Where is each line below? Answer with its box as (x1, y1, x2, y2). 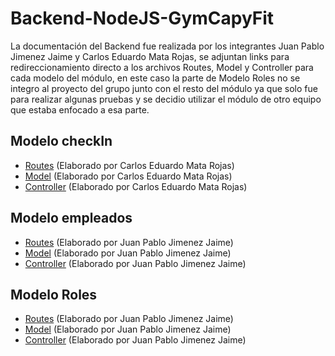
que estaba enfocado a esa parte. (10, 103, 150, 116)
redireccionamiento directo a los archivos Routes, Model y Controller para (10, 61, 314, 73)
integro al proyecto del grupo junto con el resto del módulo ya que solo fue (10, 82, 318, 94)
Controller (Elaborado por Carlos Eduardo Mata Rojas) (24, 180, 248, 192)
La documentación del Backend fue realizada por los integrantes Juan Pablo (10, 40, 325, 52)
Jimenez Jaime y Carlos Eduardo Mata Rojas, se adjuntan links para (10, 50, 290, 62)
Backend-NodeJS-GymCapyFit (10, 7, 275, 30)
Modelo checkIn (10, 133, 113, 150)
